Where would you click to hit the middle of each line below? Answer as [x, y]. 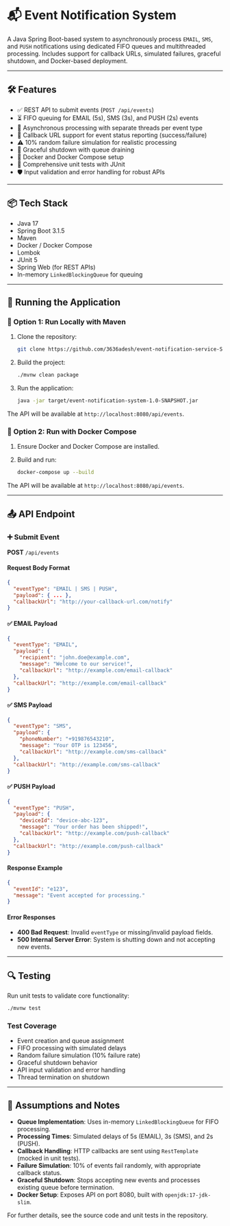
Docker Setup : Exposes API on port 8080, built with [90, 1195]
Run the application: [45, 388]
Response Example [35, 868]
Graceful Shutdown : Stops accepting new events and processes [108, 1180]
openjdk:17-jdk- [188, 1195]
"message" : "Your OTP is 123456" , [68, 746]
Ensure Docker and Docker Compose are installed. [88, 447]
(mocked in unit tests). [49, 1158]
